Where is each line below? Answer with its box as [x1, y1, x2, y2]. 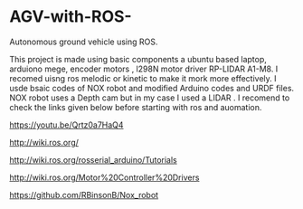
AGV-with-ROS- [9, 6, 133, 27]
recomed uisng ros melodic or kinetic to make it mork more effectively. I [9, 72, 278, 83]
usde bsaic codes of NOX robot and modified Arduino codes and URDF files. [9, 82, 295, 93]
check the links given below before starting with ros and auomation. [9, 101, 262, 112]
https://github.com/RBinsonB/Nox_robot [9, 189, 159, 200]
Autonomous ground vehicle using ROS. [9, 36, 158, 47]
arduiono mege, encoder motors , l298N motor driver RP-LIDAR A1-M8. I [9, 63, 279, 74]
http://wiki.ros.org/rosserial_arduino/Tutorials [9, 154, 178, 165]
